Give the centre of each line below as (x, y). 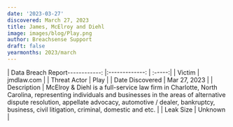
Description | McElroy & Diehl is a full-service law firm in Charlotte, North (113, 87)
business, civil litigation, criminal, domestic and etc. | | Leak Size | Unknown (116, 110)
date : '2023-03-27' (36, 14)
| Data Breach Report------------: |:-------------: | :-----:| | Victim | (103, 72)
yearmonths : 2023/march (42, 53)
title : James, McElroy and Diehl (56, 27)
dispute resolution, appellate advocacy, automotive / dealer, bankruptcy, (111, 102)
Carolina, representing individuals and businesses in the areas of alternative (116, 94)
